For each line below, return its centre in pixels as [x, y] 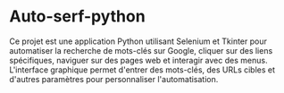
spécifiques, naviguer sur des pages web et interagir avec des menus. [138, 60]
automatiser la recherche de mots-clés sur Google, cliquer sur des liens [141, 50]
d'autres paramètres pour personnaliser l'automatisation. [114, 79]
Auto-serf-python [77, 17]
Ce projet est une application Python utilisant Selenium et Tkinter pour [138, 41]
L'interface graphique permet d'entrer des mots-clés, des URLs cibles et [142, 70]
